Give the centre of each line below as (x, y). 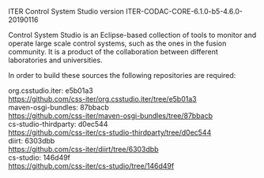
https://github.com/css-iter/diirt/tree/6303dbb (83, 149)
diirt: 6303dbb (32, 141)
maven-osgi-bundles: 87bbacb (58, 107)
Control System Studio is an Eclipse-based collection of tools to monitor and (132, 35)
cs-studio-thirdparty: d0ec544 (58, 124)
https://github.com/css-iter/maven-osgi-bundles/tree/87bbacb (111, 116)
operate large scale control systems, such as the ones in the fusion (117, 43)
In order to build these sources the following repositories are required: (122, 75)
